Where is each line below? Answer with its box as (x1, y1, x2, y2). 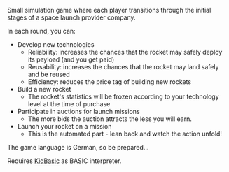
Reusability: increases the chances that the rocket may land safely (27, 63, 219, 71)
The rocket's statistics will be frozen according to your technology (27, 92, 219, 101)
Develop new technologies (17, 41, 95, 48)
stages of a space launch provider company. (7, 13, 136, 22)
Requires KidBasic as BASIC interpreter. (7, 157, 122, 165)
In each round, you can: (7, 27, 76, 35)
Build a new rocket (17, 85, 71, 93)
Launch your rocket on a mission (17, 122, 112, 130)
